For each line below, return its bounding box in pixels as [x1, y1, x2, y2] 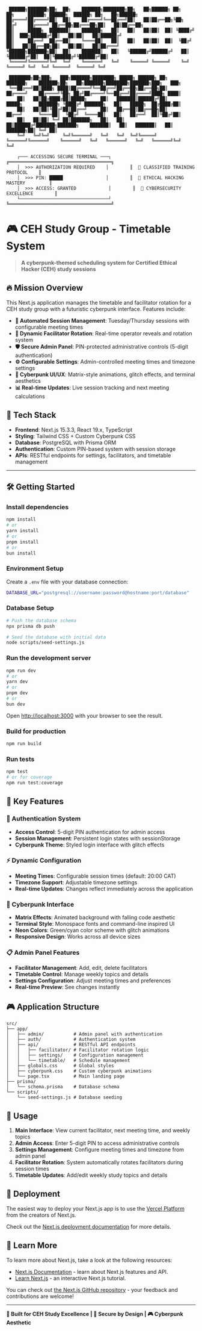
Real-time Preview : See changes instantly [14, 984, 120, 991]
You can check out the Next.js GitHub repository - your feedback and [6, 1286, 179, 1293]
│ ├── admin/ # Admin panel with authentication [6, 1031, 163, 1037]
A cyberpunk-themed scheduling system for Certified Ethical [20, 259, 177, 266]
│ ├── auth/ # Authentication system [6, 1037, 136, 1043]
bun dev [6, 701, 26, 707]
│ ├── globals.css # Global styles [6, 1063, 114, 1069]
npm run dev [6, 668, 36, 674]
